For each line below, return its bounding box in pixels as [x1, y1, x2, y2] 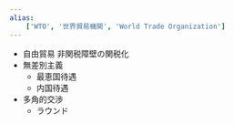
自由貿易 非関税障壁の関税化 [22, 47, 129, 59]
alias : [9, 13, 35, 23]
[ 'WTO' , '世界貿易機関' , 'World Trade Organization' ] [25, 22, 226, 31]
